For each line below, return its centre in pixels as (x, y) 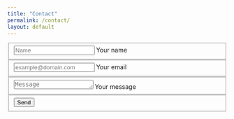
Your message (115, 86)
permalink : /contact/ (39, 20)
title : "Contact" (32, 14)
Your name (112, 50)
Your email (111, 66)
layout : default (31, 27)
